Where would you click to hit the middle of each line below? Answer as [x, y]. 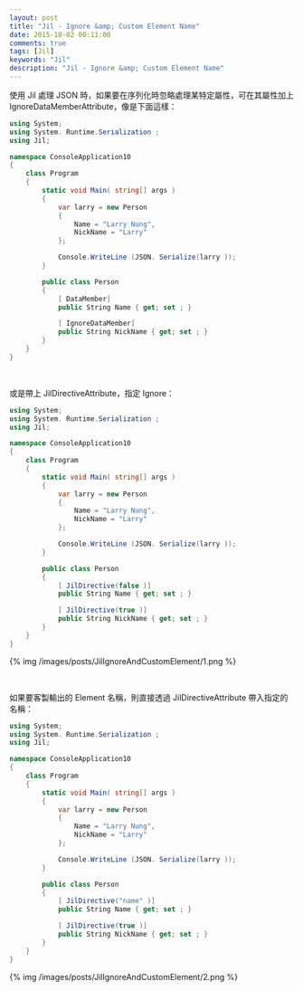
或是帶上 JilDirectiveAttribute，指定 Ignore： [92, 393]
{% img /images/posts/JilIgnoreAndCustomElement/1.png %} [123, 661]
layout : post [34, 18]
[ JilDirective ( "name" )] [106, 901]
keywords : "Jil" [40, 60]
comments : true [38, 43]
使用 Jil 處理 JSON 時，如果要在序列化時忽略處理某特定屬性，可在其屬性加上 [151, 95]
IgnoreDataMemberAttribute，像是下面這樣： [94, 106]
